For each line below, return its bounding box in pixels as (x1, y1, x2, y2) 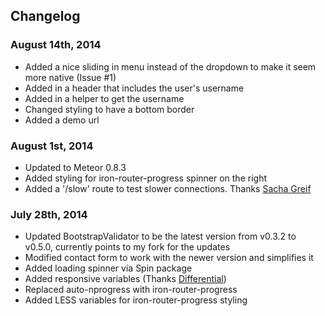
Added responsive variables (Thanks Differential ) (24, 273, 227, 285)
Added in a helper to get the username (24, 92, 185, 104)
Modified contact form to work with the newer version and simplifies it (24, 252, 314, 264)
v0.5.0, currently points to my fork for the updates (24, 241, 231, 253)
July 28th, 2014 (10, 207, 88, 221)
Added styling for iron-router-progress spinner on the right (24, 172, 267, 184)
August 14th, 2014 (10, 38, 102, 52)
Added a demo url (24, 114, 100, 126)
